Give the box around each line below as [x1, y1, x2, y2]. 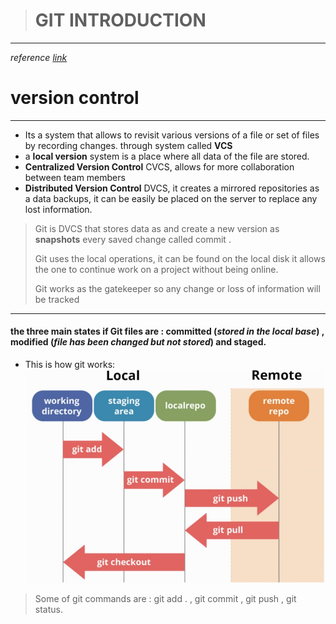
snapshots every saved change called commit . [34, 233, 232, 245]
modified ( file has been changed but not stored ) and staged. [10, 336, 267, 348]
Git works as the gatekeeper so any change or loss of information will [34, 282, 321, 294]
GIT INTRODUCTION [34, 9, 207, 32]
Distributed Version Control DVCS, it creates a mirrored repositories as [24, 182, 320, 194]
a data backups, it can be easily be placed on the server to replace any [24, 192, 318, 204]
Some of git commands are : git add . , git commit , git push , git [34, 593, 297, 605]
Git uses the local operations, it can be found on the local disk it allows [34, 252, 326, 264]
